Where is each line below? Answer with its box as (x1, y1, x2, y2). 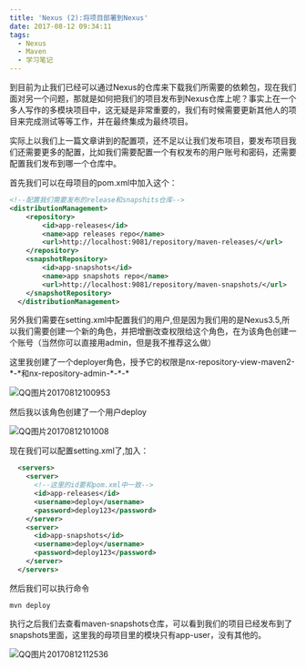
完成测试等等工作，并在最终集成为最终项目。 (25, 116, 193, 127)
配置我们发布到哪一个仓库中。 (9, 158, 121, 168)
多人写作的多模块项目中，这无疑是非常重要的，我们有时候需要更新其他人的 (9, 105, 289, 115)
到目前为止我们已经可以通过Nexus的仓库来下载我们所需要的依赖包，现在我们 (9, 82, 297, 92)
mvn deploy (9, 601, 51, 610)
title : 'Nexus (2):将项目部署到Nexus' (9, 13, 148, 23)
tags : (9, 30, 30, 39)
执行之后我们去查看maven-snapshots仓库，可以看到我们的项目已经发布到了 (9, 618, 293, 629)
